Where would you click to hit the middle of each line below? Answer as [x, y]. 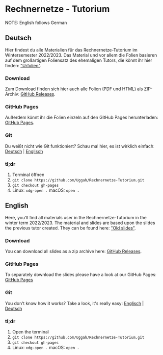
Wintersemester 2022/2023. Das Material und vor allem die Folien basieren [81, 55]
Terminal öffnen [28, 175]
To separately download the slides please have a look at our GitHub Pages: [81, 275]
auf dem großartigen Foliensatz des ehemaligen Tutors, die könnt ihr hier [79, 60]
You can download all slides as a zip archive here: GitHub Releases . [73, 252]
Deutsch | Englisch [24, 151]
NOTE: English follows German [36, 23]
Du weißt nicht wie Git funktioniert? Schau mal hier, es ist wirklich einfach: [80, 146]
